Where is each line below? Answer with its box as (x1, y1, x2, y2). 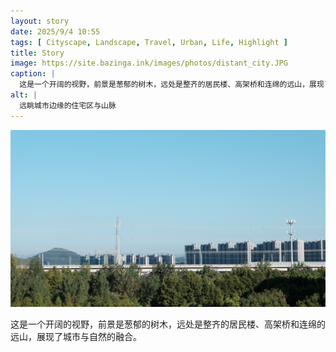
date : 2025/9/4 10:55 (10, 26, 101, 37)
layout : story (10, 16, 70, 26)
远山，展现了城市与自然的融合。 (10, 331, 142, 343)
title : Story (10, 48, 65, 58)
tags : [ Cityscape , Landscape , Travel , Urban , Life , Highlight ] (10, 37, 288, 47)
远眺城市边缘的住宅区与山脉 (19, 100, 117, 110)
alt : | (10, 90, 38, 100)
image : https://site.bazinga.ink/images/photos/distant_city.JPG (10, 58, 288, 69)
